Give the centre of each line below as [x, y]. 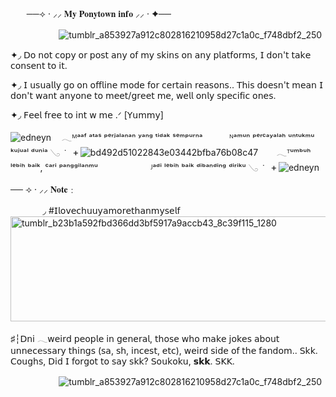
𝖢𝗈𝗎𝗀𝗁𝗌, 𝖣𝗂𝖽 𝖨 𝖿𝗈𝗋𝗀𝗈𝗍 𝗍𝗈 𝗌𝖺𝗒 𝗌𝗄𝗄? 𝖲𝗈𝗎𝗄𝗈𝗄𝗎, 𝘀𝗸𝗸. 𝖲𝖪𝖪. [122, 361]
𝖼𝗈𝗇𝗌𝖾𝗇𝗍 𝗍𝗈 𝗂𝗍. [39, 65]
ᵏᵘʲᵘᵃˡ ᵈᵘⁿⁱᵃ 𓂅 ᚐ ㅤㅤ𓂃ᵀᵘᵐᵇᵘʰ [161, 152]
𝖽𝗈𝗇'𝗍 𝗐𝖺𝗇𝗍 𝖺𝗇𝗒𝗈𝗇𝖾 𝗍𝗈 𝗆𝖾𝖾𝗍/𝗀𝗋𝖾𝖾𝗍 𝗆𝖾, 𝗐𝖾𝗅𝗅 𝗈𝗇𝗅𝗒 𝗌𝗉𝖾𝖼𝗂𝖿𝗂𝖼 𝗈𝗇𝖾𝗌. [143, 95]
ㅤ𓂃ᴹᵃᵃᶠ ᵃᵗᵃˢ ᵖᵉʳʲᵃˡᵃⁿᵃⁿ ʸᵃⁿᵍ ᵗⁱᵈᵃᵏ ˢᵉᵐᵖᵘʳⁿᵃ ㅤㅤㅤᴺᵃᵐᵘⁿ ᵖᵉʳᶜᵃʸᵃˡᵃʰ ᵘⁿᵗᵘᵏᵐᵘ [184, 137]
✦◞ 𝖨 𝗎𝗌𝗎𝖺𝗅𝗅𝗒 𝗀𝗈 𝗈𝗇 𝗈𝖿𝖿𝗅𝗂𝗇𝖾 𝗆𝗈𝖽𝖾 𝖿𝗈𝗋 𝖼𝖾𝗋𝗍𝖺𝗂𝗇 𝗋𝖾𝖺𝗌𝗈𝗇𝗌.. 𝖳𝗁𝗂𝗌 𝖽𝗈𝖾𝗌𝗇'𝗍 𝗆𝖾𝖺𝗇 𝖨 [167, 85]
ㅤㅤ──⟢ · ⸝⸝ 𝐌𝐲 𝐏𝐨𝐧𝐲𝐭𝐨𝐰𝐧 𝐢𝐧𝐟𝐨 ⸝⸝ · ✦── [91, 13]
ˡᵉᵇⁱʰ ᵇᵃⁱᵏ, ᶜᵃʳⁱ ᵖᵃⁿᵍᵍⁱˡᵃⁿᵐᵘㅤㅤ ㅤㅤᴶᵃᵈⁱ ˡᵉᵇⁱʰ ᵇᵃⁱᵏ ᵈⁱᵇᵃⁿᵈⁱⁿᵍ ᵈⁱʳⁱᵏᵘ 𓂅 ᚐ [143, 167]
